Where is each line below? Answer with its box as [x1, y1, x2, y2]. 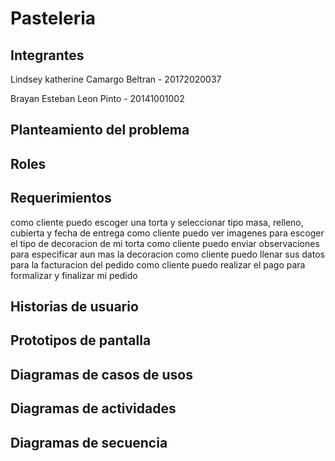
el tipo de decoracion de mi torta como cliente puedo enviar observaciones [10, 237, 320, 249]
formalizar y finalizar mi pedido [10, 269, 138, 281]
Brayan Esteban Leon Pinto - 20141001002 [10, 93, 185, 104]
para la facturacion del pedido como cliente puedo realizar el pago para [10, 258, 306, 271]
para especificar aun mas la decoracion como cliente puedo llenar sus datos [10, 248, 325, 260]
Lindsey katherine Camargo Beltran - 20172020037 [10, 73, 222, 85]
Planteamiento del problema [10, 122, 190, 139]
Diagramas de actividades [10, 400, 177, 417]
